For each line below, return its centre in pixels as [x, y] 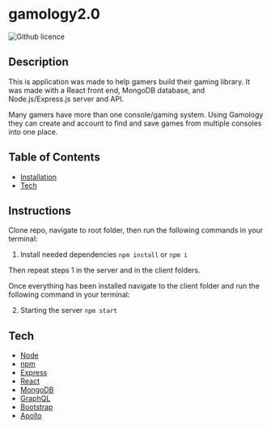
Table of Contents [55, 158]
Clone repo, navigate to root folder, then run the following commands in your [136, 230]
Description [38, 62]
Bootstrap [36, 407]
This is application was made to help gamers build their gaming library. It [129, 81]
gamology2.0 [55, 14]
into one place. [33, 131]
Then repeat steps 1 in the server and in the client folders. [104, 270]
